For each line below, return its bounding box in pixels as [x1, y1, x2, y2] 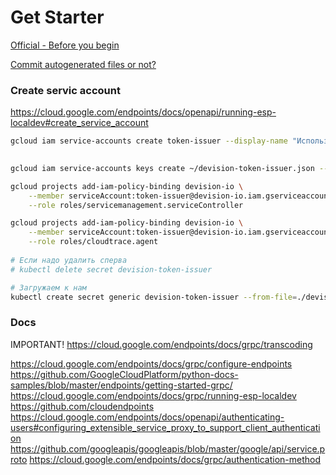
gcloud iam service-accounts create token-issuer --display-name [10, 136, 288, 146]
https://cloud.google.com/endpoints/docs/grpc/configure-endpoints [10, 357, 293, 370]
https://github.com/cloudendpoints [10, 400, 155, 412]
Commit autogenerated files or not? [10, 58, 157, 70]
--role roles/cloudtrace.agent [28, 237, 159, 247]
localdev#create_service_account [10, 117, 149, 129]
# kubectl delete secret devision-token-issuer [10, 264, 213, 275]
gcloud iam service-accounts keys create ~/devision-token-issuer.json [10, 163, 315, 173]
